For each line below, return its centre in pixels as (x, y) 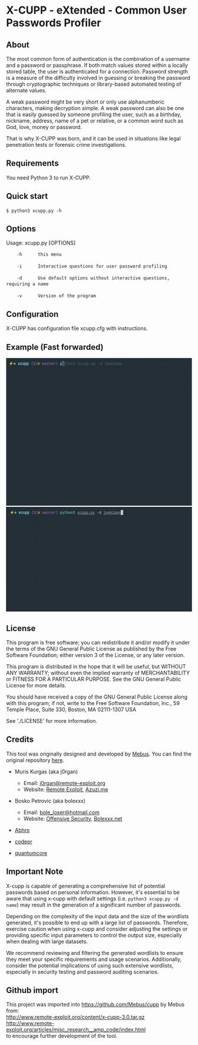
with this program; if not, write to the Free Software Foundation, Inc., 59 (93, 703)
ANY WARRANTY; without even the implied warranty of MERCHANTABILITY (98, 673)
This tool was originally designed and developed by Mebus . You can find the (99, 754)
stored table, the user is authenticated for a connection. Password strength (97, 71)
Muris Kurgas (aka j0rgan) (46, 771)
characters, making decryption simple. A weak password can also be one (95, 108)
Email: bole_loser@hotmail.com (62, 812)
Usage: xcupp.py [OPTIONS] (41, 243)
